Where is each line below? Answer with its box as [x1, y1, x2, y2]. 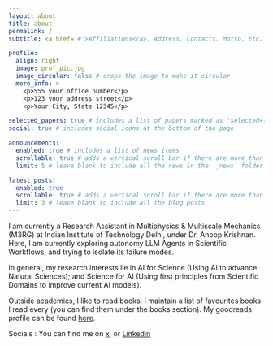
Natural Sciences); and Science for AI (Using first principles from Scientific [8, 271, 259, 281]
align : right [15, 57, 60, 65]
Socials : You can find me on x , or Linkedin [8, 329, 151, 338]
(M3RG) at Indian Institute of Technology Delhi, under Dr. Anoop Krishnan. [8, 230, 256, 240]
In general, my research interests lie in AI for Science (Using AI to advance [8, 263, 258, 272]
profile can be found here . [8, 314, 96, 322]
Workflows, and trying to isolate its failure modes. [8, 247, 175, 257]
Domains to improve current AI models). [8, 280, 142, 289]
